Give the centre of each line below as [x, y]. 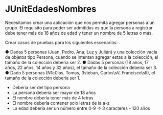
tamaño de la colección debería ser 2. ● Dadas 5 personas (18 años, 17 [77, 62]
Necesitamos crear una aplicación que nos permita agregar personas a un [80, 23]
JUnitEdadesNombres [51, 9]
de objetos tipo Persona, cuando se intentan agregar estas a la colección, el [81, 57]
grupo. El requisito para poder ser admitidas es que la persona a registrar [79, 27]
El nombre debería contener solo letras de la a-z [61, 103]
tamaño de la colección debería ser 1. [43, 78]
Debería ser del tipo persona [41, 87]
